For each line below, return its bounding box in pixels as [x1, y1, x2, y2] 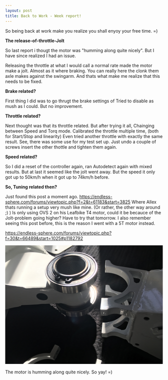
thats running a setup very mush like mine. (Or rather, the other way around [5, 204, 160, 210]
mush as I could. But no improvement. [5, 103, 83, 109]
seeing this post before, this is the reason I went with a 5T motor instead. [5, 220, 155, 226]
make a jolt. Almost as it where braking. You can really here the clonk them [5, 68, 159, 74]
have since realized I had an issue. [5, 53, 76, 59]
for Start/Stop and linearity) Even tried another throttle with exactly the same [5, 133, 163, 139]
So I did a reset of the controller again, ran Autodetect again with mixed [5, 163, 152, 169]
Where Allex [131, 199, 156, 205]
